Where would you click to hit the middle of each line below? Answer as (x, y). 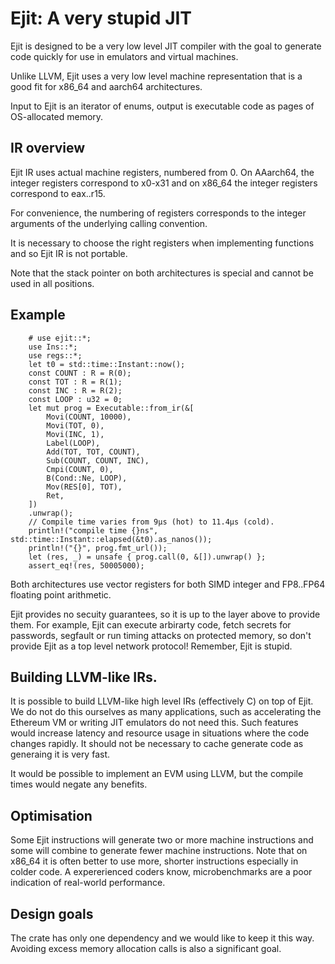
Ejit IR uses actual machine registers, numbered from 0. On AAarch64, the (162, 172)
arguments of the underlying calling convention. (109, 223)
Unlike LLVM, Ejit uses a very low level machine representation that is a (156, 76)
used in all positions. (52, 283)
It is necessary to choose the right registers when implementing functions (162, 243)
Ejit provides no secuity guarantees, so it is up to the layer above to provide (165, 614)
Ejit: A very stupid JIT (101, 18)
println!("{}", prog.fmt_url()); (98, 548)
